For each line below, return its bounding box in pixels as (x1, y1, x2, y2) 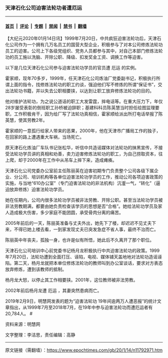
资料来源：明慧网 (5, 321, 40, 327)
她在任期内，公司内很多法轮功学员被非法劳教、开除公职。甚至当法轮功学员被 (5, 197, 163, 203)
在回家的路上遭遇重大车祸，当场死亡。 (5, 134, 84, 140)
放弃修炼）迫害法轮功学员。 (9, 186, 66, 192)
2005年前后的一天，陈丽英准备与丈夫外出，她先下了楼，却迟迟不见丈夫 (5, 220, 152, 226)
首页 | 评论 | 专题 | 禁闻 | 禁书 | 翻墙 (5, 23, 87, 29)
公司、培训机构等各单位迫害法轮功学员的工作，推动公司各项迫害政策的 (18, 174, 163, 180)
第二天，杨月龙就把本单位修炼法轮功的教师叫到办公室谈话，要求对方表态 (13, 260, 163, 266)
